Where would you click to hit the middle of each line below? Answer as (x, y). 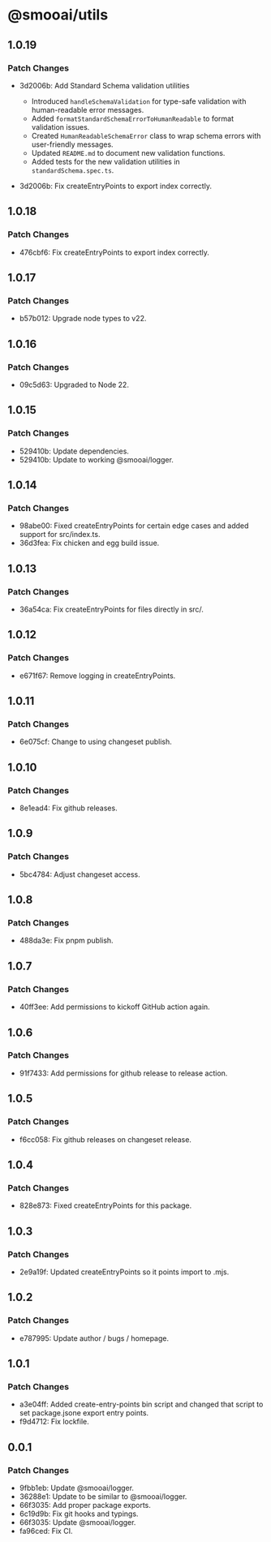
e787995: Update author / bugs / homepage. (94, 1338)
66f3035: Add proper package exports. (85, 1505)
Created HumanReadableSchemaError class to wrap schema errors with (146, 135)
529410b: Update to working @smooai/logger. (96, 459)
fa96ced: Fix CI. (46, 1531)
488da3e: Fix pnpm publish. (67, 941)
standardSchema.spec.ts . (73, 170)
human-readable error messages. (88, 110)
